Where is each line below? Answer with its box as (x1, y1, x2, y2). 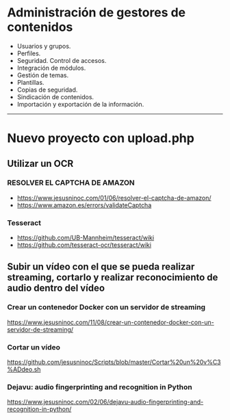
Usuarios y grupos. (16, 42, 71, 50)
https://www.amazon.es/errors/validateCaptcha (16, 200, 152, 209)
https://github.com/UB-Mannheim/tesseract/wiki (16, 234, 155, 242)
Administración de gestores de (7, 5, 186, 21)
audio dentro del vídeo (7, 282, 105, 293)
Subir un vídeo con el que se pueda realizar (7, 261, 195, 272)
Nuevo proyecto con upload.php (7, 131, 195, 146)
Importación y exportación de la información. (16, 100, 144, 108)
